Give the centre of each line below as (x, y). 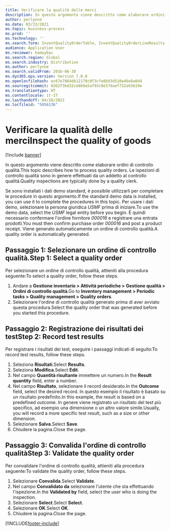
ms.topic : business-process (35, 29)
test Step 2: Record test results (55, 337)
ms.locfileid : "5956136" (32, 105)
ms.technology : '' (25, 39)
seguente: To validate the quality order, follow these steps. (66, 471)
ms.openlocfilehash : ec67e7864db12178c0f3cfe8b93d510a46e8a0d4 (74, 81)
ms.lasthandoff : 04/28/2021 (35, 100)
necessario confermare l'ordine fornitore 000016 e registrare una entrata (81, 218)
